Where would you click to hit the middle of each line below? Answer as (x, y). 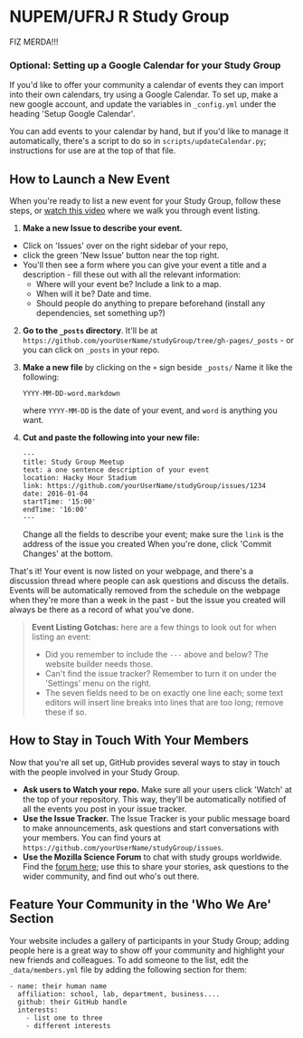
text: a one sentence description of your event (116, 470)
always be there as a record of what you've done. (102, 610)
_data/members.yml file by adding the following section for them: (128, 969)
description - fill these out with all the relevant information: (132, 274)
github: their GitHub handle (72, 1002)
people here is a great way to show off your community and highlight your (147, 950)
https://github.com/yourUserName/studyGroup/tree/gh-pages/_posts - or (158, 341)
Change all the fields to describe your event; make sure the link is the (153, 534)
